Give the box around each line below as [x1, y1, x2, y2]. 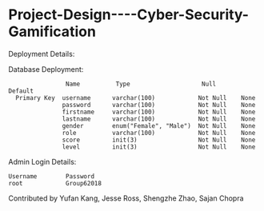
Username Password [8, 172, 94, 181]
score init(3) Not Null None [62, 136, 256, 144]
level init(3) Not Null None [62, 142, 256, 151]
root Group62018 [8, 179, 102, 187]
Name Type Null [65, 80, 217, 88]
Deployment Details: [8, 49, 75, 58]
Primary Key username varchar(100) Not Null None [15, 94, 256, 102]
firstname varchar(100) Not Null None [62, 108, 256, 116]
